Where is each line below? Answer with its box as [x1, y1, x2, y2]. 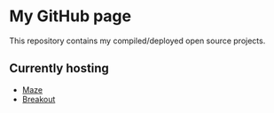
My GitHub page [9, 6, 131, 26]
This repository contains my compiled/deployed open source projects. [9, 35, 266, 46]
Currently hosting [9, 61, 109, 76]
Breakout [21, 94, 56, 104]
